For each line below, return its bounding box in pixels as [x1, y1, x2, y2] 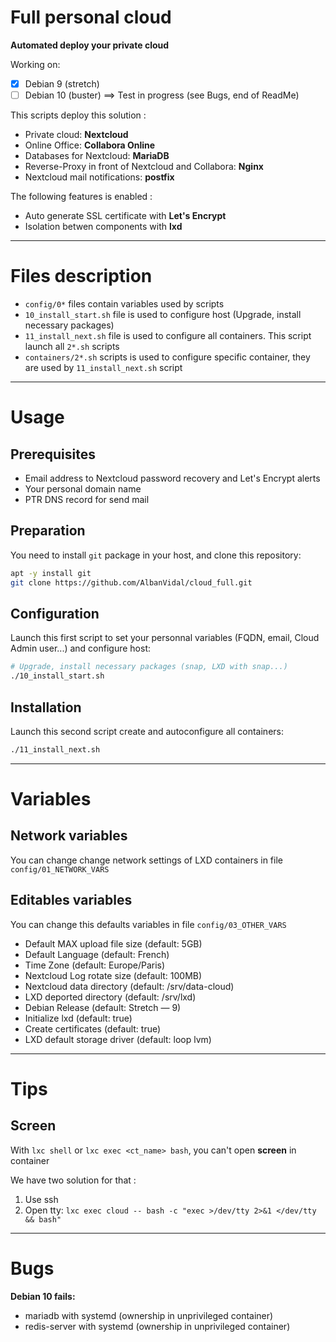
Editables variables [10, 892, 133, 909]
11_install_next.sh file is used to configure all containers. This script [24, 330, 312, 341]
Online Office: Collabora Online [24, 139, 156, 151]
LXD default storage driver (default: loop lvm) [24, 1033, 212, 1045]
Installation [10, 699, 82, 716]
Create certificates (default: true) [24, 1022, 162, 1035]
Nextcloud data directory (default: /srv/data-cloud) [24, 980, 235, 992]
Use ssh [24, 1193, 59, 1205]
